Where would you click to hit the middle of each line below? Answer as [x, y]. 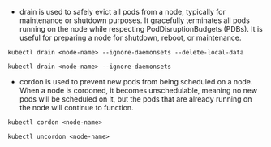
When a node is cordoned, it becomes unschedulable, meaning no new [138, 90]
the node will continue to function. [77, 108]
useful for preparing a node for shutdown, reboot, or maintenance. [130, 37]
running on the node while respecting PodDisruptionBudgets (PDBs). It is [141, 29]
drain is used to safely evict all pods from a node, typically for [123, 12]
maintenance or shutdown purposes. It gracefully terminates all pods [135, 20]
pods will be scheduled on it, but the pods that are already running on [135, 99]
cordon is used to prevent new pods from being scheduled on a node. [136, 82]
